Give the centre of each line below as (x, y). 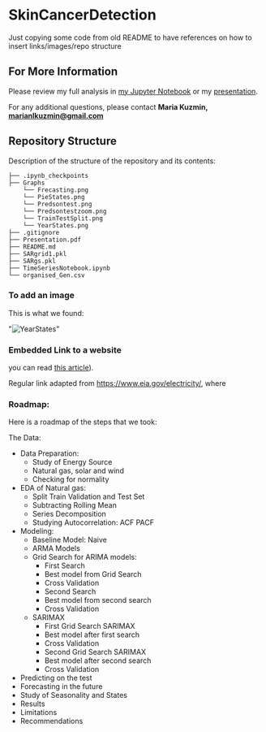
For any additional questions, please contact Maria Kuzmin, (108, 106)
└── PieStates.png (54, 197)
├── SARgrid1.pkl (38, 253)
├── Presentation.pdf (45, 240)
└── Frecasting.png (56, 190)
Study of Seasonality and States (74, 695)
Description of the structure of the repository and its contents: (112, 161)
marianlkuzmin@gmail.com (56, 115)
